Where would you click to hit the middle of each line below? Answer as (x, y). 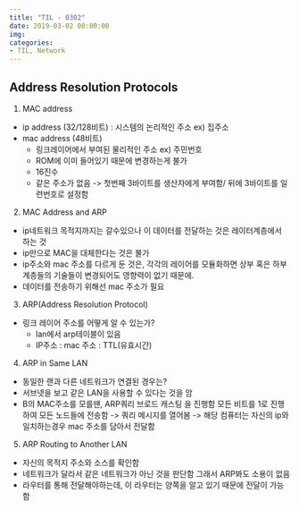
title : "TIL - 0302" (48, 17)
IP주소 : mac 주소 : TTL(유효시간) (94, 344)
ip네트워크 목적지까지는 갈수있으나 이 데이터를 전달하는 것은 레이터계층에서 (152, 230)
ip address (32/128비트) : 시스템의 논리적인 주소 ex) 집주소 (125, 127)
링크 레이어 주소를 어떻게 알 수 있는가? (88, 322)
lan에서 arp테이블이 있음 (78, 334)
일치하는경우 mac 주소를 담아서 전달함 (88, 426)
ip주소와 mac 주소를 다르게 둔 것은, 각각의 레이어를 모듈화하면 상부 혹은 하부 (154, 264)
